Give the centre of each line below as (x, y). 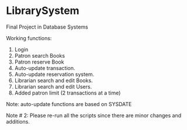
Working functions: (29, 38)
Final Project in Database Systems (47, 27)
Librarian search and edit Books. (53, 80)
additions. (18, 121)
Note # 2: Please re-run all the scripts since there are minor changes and (94, 115)
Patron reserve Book (39, 62)
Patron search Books (40, 55)
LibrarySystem (43, 11)
